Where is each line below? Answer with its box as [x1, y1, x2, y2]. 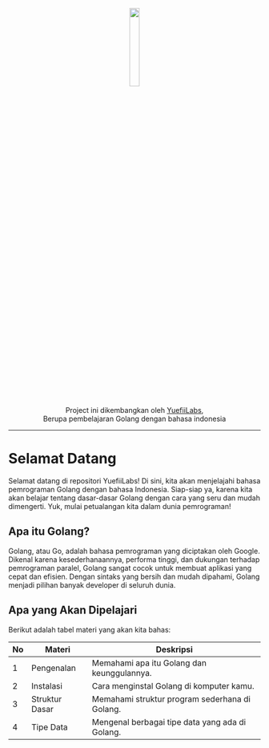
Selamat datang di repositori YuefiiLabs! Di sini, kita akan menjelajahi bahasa [8, 475, 261, 485]
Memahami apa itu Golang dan [91, 657, 207, 669]
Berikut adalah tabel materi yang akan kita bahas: [8, 625, 171, 634]
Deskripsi [155, 644, 194, 655]
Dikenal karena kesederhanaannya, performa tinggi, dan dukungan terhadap [8, 554, 260, 564]
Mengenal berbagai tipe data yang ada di [91, 716, 247, 727]
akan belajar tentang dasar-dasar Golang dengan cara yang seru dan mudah [8, 493, 260, 503]
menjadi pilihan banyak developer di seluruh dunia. [8, 580, 176, 589]
